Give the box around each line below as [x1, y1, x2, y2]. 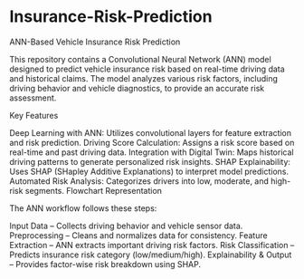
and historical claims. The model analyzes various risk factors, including [9, 72, 279, 83]
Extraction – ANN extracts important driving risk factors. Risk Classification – [9, 239, 295, 250]
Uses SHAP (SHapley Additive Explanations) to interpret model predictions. [9, 166, 290, 177]
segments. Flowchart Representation [24, 185, 163, 196]
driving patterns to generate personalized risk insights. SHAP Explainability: [9, 156, 291, 167]
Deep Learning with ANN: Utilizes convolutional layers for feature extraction [9, 127, 292, 138]
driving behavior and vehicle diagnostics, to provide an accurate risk [9, 82, 265, 93]
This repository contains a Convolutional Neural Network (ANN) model [9, 53, 271, 64]
